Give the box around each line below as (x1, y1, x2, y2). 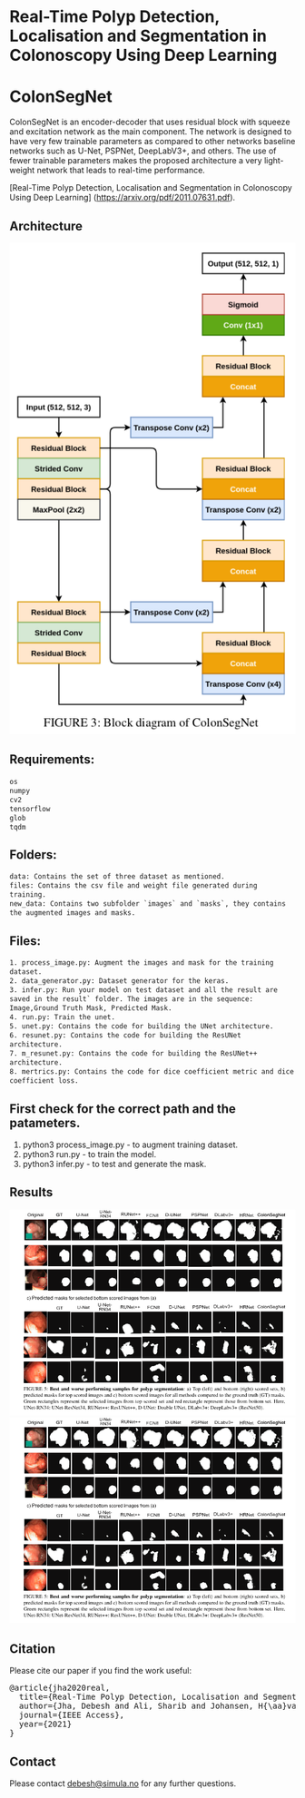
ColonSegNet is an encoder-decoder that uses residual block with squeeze (9, 116, 290, 128)
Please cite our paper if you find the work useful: (9, 1665, 192, 1676)
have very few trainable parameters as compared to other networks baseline (9, 136, 296, 147)
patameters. (9, 1115, 81, 1131)
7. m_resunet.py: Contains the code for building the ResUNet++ (9, 1049, 258, 1058)
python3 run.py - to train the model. (22, 1148, 157, 1159)
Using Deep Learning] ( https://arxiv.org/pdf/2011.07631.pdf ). (9, 192, 236, 203)
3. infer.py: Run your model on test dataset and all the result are (9, 986, 279, 995)
